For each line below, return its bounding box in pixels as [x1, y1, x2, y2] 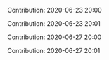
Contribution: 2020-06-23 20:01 [7, 20, 101, 27]
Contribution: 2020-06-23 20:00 [7, 6, 102, 14]
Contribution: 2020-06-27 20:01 [7, 47, 101, 54]
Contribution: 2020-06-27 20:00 [7, 33, 102, 41]
